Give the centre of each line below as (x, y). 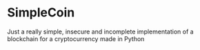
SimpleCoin (41, 13)
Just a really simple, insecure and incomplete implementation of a (101, 32)
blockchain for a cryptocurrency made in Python (76, 38)
